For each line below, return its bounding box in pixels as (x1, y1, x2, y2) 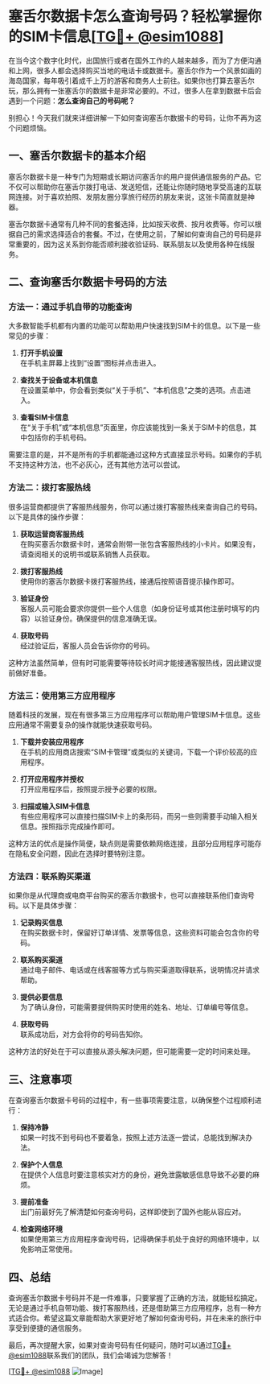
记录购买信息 (19, 918, 63, 927)
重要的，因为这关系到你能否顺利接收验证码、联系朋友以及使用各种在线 (14, 239, 247, 249)
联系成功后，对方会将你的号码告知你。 (19, 1030, 147, 1039)
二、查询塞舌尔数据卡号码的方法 (8, 275, 167, 289)
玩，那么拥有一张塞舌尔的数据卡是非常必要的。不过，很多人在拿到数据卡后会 (8, 85, 262, 95)
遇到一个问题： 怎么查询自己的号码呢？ (8, 96, 135, 105)
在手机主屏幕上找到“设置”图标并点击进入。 (19, 358, 161, 368)
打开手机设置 (19, 348, 63, 358)
